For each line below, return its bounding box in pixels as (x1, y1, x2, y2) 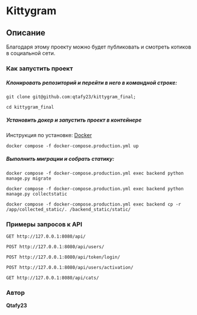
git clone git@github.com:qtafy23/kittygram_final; (6, 93, 136, 100)
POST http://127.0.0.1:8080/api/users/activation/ (6, 265, 134, 271)
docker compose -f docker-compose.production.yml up (6, 143, 139, 149)
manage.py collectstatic (6, 191, 67, 197)
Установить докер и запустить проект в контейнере (6, 116, 142, 124)
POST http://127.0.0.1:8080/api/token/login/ (6, 254, 120, 261)
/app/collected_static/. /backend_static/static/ (6, 206, 131, 212)
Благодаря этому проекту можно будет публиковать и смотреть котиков (6, 43, 191, 50)
